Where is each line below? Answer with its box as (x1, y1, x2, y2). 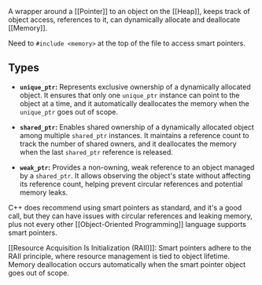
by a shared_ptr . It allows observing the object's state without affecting (19, 170, 251, 180)
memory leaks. (19, 188, 68, 197)
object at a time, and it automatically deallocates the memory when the (19, 98, 249, 108)
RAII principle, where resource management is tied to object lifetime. (8, 251, 231, 261)
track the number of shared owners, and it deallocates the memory (19, 139, 238, 148)
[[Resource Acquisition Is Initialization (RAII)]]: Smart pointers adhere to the (8, 243, 252, 252)
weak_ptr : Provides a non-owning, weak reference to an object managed (19, 163, 255, 172)
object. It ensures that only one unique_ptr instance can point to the (19, 90, 240, 100)
